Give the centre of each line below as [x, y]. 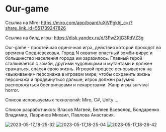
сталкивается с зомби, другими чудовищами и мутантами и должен [79, 63]
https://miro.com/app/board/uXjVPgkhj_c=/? [87, 23]
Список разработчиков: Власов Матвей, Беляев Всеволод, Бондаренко [82, 109]
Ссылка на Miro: [23, 23]
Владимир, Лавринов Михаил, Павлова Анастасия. [60, 115]
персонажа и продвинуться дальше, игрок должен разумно [70, 79]
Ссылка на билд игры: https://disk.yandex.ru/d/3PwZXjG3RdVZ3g [74, 38]
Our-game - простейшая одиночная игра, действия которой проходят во [83, 47]
